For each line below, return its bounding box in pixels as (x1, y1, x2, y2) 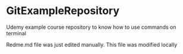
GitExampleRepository (6, 4, 120, 18)
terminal (6, 29, 27, 36)
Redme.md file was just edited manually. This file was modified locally (6, 41, 178, 48)
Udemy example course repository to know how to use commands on (6, 23, 176, 31)
